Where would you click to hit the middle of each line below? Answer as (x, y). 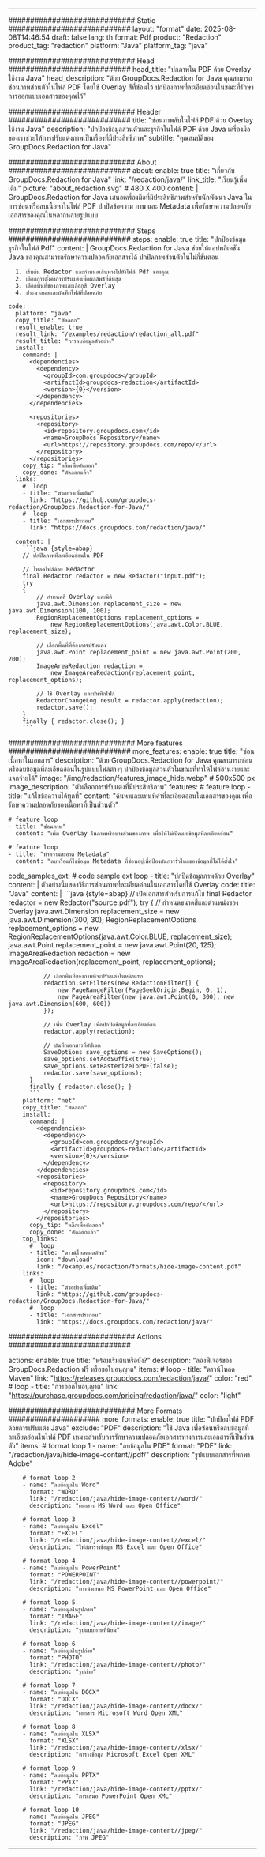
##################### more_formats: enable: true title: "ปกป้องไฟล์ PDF (131, 1419)
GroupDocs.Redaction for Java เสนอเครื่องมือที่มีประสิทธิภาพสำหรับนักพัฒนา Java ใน (130, 197)
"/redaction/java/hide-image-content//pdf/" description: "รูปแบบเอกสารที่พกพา (129, 1454)
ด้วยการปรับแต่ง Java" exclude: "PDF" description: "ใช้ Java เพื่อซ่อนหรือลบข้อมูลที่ (129, 1428)
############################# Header (85, 112)
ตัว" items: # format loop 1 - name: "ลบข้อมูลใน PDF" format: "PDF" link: (120, 1446)
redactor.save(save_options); (93, 1073)
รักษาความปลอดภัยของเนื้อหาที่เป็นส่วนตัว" (63, 804)
